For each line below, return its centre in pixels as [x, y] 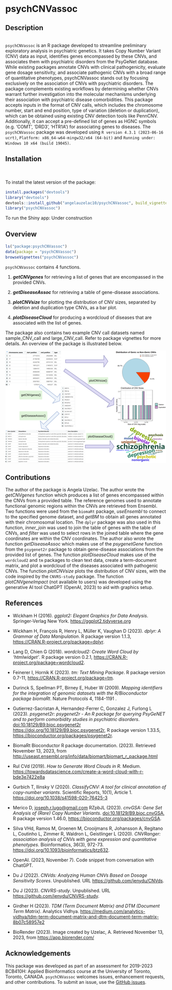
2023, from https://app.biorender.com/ [53, 937]
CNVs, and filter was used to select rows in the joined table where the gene [84, 533]
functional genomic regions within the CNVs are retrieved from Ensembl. [81, 506]
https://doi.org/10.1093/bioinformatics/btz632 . [61, 850]
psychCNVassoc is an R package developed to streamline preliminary [76, 45]
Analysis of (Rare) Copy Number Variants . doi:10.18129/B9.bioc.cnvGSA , [89, 813]
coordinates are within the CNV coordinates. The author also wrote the [80, 538]
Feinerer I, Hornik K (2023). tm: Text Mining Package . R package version [89, 672]
